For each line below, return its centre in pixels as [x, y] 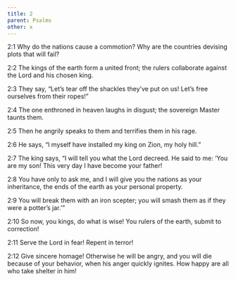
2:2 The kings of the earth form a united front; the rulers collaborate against [117, 68]
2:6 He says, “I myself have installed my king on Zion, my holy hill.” [104, 145]
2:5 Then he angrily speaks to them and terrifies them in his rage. [102, 131]
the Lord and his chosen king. [50, 75]
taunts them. [26, 117]
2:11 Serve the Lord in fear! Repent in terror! [70, 242]
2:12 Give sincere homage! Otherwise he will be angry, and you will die [110, 256]
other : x [20, 27]
